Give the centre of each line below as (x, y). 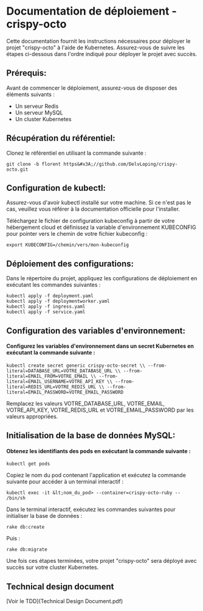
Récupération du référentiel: (61, 138)
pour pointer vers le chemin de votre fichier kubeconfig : (77, 234)
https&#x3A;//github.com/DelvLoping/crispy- (121, 164)
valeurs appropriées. (32, 416)
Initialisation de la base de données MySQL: (91, 436)
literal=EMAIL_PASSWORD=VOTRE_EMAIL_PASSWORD (65, 392)
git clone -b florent (34, 164)
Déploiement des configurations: (70, 263)
